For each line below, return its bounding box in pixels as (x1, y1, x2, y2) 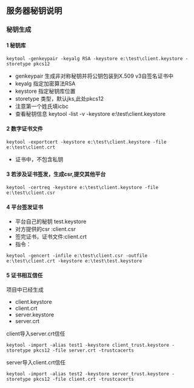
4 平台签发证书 (6, 203, 44, 210)
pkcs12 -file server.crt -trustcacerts (33, 347, 135, 353)
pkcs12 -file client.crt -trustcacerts (33, 376, 135, 383)
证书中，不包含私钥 (15, 155, 64, 162)
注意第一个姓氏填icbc (15, 102, 69, 110)
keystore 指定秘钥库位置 (15, 87, 76, 95)
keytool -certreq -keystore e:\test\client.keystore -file (6, 184, 159, 190)
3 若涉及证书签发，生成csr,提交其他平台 (6, 170, 106, 178)
